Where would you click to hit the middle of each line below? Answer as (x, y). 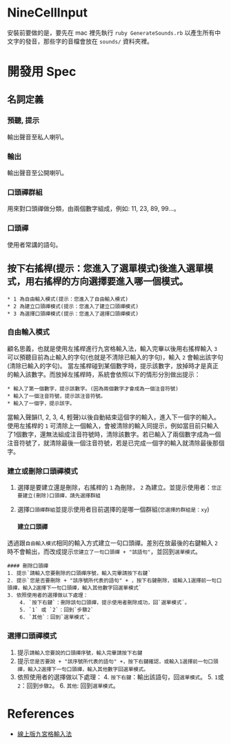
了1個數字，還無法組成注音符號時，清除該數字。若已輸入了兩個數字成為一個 (114, 434)
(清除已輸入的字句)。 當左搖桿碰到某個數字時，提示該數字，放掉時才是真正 (113, 365)
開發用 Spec (42, 72)
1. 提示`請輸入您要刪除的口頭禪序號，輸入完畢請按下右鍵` (79, 574)
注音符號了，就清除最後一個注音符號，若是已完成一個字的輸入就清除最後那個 (116, 443)
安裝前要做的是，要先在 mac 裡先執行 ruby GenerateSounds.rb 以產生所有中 (114, 32)
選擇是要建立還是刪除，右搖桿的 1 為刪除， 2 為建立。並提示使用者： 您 (117, 487)
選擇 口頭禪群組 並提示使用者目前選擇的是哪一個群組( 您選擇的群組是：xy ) (113, 510)
